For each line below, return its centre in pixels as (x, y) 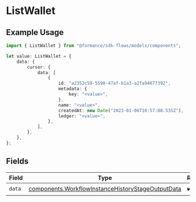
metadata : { (73, 89)
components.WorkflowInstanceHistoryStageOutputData (105, 189)
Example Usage (35, 32)
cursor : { (39, 67)
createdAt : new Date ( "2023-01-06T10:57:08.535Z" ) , (121, 110)
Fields (17, 161)
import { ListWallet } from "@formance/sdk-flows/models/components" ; (94, 46)
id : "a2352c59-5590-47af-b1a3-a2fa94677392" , (114, 83)
